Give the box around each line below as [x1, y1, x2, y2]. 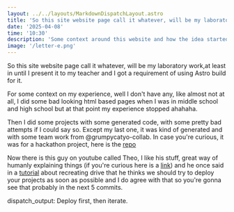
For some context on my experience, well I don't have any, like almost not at [7, 90, 225, 98]
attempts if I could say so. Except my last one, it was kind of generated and [7, 126, 223, 133]
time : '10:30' [7, 29, 49, 37]
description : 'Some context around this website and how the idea [7, 36, 204, 43]
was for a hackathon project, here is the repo [7, 140, 136, 148]
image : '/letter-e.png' [7, 42, 77, 49]
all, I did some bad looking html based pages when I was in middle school [7, 97, 218, 105]
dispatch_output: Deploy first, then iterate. [7, 197, 128, 205]
